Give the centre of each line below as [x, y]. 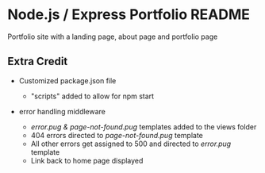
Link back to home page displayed [87, 160]
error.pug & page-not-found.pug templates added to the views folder [144, 127]
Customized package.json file [67, 80]
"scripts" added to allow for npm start [92, 96]
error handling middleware [62, 111]
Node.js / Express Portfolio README [129, 15]
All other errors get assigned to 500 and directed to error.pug [131, 144]
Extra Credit [38, 62]
